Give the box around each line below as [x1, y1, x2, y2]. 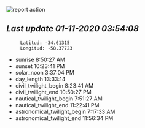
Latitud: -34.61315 [20, 40, 70, 46]
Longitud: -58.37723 [20, 45, 72, 51]
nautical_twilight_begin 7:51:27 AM [15, 95, 103, 102]
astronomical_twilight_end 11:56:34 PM [15, 114, 114, 122]
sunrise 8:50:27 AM [15, 56, 66, 63]
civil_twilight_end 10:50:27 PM [15, 88, 92, 96]
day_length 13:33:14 [15, 75, 66, 83]
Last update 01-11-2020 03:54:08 [6, 23, 139, 34]
